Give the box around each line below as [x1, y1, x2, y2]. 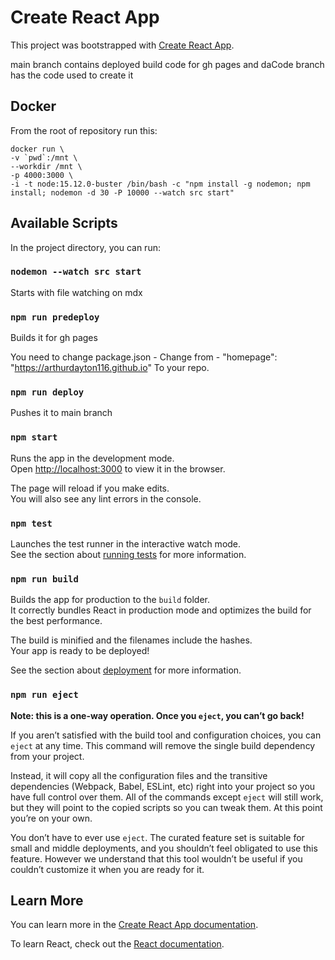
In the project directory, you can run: [10, 241, 161, 253]
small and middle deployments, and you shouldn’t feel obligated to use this [10, 842, 318, 854]
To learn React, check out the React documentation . [10, 938, 225, 950]
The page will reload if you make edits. [10, 482, 170, 494]
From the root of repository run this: [10, 124, 158, 136]
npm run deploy [10, 387, 85, 398]
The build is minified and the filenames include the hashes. [10, 634, 253, 646]
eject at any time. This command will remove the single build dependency [10, 739, 316, 751]
